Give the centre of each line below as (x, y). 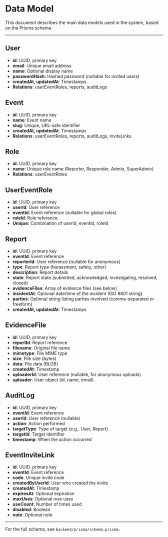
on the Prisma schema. (29, 27)
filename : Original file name (41, 347)
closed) (20, 283)
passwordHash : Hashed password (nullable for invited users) (76, 76)
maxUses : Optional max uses (43, 499)
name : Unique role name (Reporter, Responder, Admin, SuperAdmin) (83, 169)
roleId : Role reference (35, 218)
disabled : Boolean (31, 509)
